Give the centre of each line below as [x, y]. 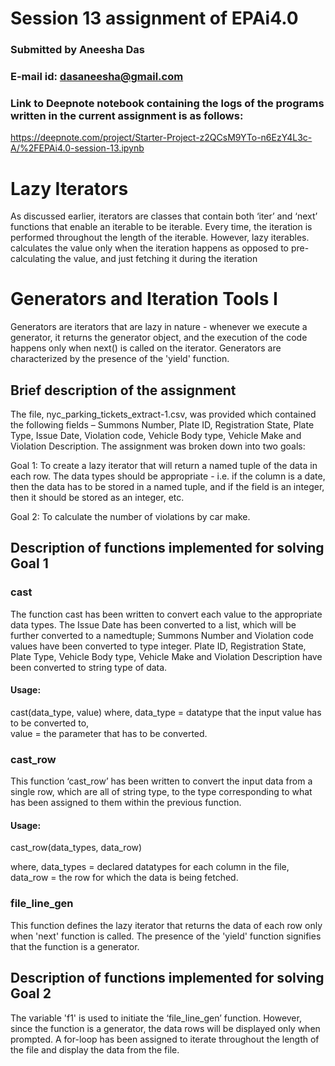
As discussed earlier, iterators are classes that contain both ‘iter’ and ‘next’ [164, 216]
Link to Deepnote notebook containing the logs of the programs [167, 103]
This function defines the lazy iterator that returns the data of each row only [166, 925]
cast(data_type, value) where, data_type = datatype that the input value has [166, 712]
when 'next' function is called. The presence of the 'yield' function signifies [166, 936]
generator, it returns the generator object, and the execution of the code [159, 338]
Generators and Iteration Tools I [144, 299]
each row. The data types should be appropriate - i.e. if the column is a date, [168, 476]
